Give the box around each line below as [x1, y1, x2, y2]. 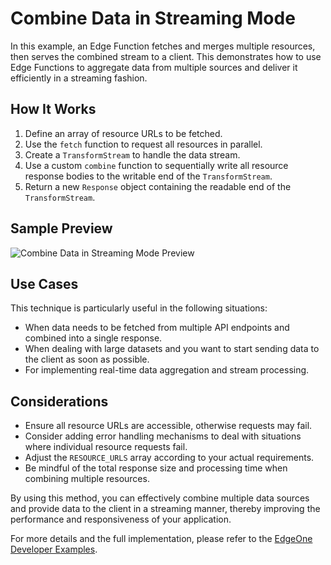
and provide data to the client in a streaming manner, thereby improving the [10, 503, 321, 515]
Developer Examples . [10, 543, 98, 556]
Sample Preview [10, 220, 113, 237]
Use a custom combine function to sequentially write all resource [24, 159, 289, 171]
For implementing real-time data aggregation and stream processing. [24, 364, 310, 376]
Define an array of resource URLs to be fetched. [24, 127, 223, 139]
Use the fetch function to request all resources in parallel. [24, 138, 263, 150]
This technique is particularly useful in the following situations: [10, 302, 268, 314]
